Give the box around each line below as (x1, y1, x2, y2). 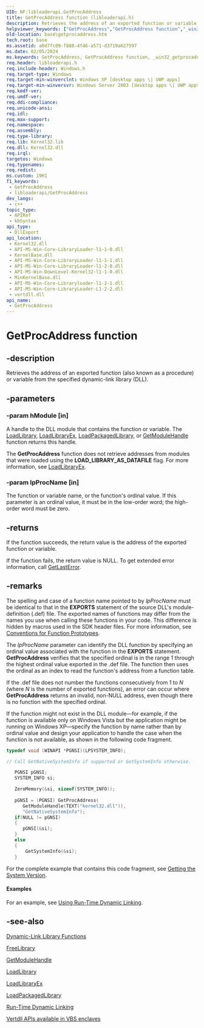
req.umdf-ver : (6, 94, 42, 100)
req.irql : (6, 150, 32, 156)
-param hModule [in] (6, 412, 69, 420)
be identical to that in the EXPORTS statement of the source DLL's (6, 603, 172, 611)
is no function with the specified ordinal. (6, 698, 107, 705)
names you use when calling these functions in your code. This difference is (6, 616, 197, 624)
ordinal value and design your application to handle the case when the (6, 729, 182, 736)
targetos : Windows (6, 156, 53, 162)
